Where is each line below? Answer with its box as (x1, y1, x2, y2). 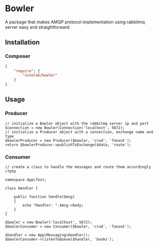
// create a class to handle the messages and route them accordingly (5, 164, 151, 169)
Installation (5, 38, 40, 47)
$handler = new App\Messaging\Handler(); (5, 232, 90, 237)
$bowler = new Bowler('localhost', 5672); (5, 220, 92, 225)
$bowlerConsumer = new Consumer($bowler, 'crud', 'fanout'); (5, 224, 132, 229)
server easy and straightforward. (5, 24, 71, 30)
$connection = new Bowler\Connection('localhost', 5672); (5, 125, 125, 130)
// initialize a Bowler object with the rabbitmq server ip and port (5, 121, 149, 126)
